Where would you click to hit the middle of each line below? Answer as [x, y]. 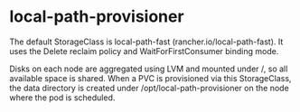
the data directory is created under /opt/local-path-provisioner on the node [149, 88]
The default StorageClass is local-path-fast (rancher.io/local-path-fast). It [146, 42]
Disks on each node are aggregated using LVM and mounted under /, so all [149, 69]
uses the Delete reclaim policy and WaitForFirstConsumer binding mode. [144, 51]
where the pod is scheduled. [62, 98]
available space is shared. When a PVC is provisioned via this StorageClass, [150, 78]
